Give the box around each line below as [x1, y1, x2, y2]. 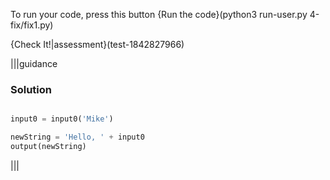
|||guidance [10, 58, 58, 69]
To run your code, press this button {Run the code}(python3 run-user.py [10, 9, 308, 20]
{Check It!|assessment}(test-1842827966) [10, 39, 185, 50]
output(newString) [10, 142, 87, 152]
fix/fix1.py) [10, 19, 54, 31]
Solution [10, 82, 53, 96]
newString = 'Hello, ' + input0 [10, 132, 145, 143]
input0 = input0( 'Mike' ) [10, 114, 114, 124]
